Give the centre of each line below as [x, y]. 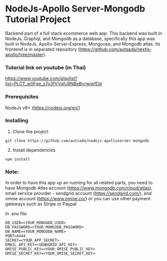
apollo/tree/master [24, 54]
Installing [17, 121]
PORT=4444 [16, 236]
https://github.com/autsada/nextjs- [116, 49]
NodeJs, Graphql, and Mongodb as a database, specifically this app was [80, 39]
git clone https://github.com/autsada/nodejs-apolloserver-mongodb [77, 141]
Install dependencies [34, 150]
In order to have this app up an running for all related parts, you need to [79, 183]
